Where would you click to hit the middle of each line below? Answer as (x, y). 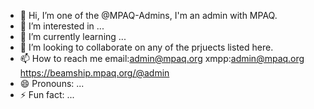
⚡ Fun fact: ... (47, 94)
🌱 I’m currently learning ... (73, 36)
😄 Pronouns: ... (52, 83)
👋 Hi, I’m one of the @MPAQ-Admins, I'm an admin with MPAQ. (148, 15)
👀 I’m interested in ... (62, 26)
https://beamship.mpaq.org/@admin (94, 73)
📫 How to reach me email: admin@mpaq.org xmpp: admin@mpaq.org (162, 58)
